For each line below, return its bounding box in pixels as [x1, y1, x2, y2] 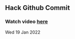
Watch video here [5, 18, 48, 25]
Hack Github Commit [5, 4, 70, 12]
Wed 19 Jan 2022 [5, 29, 41, 35]
